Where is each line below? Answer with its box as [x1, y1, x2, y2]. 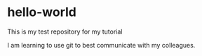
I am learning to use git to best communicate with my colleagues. [7, 41, 196, 49]
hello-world [7, 4, 77, 20]
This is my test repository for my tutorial [7, 27, 123, 36]
